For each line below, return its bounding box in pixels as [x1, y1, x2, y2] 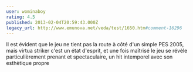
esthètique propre [6, 60, 50, 67]
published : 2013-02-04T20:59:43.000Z [6, 19, 99, 25]
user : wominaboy [6, 8, 46, 15]
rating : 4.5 [6, 14, 35, 20]
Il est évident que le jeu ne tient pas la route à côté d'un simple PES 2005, [6, 41, 184, 48]
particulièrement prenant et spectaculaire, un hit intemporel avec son [6, 53, 173, 60]
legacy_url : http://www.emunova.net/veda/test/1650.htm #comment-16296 [6, 25, 182, 31]
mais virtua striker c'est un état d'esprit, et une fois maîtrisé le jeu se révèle [6, 47, 188, 54]
